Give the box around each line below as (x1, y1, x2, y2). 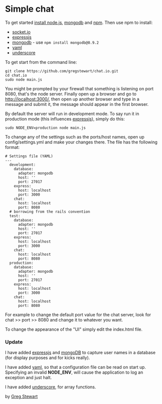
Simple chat (5, 3, 54, 15)
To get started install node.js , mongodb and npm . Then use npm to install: (5, 20, 153, 25)
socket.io (12, 29, 31, 35)
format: (5, 144, 20, 150)
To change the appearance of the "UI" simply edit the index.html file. (5, 326, 143, 332)
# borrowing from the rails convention (9, 209, 90, 214)
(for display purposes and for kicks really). (5, 355, 90, 361)
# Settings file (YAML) (5, 154, 54, 159)
